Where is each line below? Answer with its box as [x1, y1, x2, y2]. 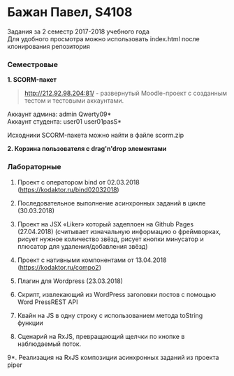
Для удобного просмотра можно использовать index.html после [7, 34, 200, 43]
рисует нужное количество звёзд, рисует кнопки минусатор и [17, 235, 204, 243]
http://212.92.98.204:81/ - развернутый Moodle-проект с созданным [24, 89, 228, 98]
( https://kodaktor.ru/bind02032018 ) [17, 185, 120, 194]
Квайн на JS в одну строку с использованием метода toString [17, 311, 203, 319]
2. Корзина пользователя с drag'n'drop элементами [7, 145, 167, 153]
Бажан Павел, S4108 [7, 4, 133, 20]
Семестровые [7, 59, 58, 69]
